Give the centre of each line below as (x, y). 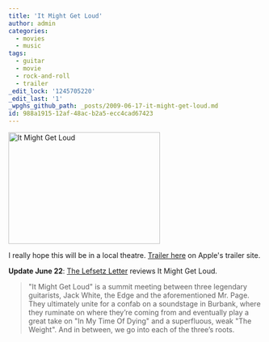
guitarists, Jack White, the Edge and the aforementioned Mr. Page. (139, 295)
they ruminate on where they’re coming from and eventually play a (138, 312)
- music (29, 46)
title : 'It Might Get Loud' (56, 16)
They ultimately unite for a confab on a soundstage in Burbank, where (144, 304)
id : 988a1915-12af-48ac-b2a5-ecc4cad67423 (81, 114)
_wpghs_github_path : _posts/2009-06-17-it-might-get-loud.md (113, 106)
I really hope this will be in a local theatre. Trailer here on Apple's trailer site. (134, 255)
